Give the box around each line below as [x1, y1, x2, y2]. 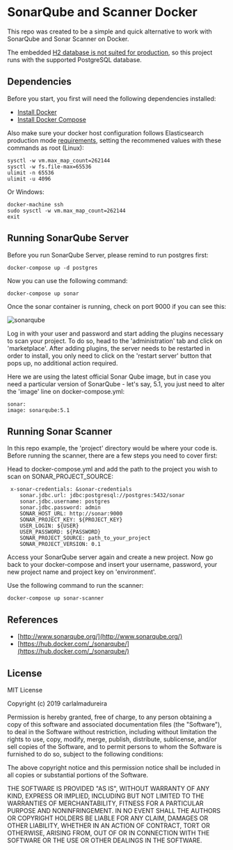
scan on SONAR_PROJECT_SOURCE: [7, 472, 113, 481]
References [7, 614, 58, 625]
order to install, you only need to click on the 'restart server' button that [7, 351, 212, 360]
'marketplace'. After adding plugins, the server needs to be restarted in [7, 344, 211, 352]
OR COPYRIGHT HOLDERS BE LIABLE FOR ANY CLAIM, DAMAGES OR [7, 814, 209, 822]
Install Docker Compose [17, 115, 87, 123]
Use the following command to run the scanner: [7, 582, 144, 590]
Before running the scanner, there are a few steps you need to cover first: [7, 451, 218, 460]
